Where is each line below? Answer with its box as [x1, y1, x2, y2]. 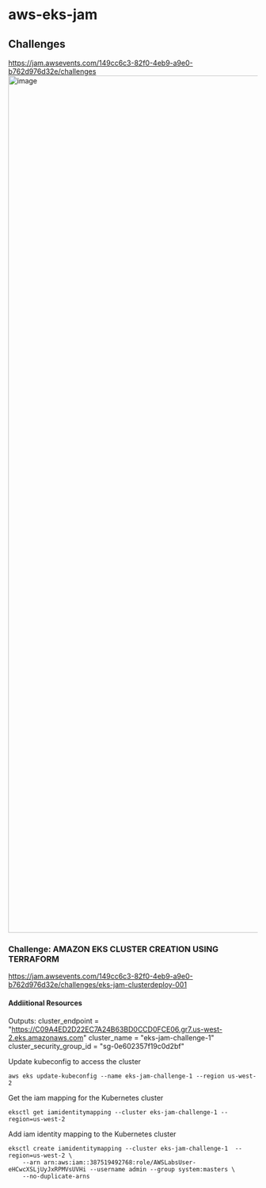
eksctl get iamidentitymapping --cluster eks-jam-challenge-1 [8, 1108, 218, 1117]
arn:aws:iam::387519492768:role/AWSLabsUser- [43, 1158, 196, 1167]
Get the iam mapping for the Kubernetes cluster [8, 1093, 164, 1102]
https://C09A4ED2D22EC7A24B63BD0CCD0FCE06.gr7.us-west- [11, 1024, 223, 1034]
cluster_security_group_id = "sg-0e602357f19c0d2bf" [8, 1041, 184, 1051]
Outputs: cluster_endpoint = [8, 1016, 99, 1025]
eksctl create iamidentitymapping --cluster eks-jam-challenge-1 [8, 1144, 228, 1152]
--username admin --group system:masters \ [89, 1165, 236, 1173]
